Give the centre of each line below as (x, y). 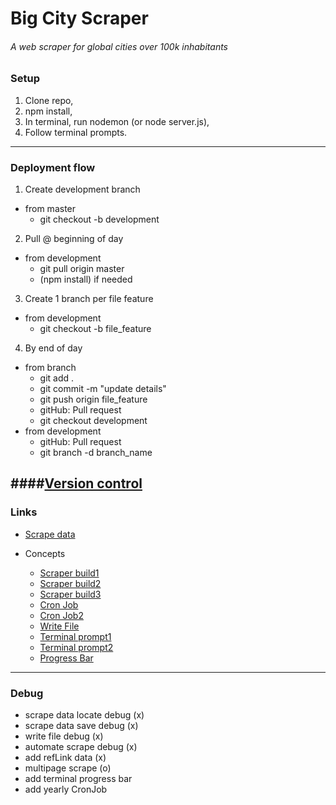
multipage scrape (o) (68, 768)
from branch (50, 368)
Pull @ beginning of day (74, 239)
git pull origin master (82, 269)
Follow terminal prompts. (76, 132)
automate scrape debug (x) (81, 747)
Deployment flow (53, 167)
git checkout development (93, 421)
